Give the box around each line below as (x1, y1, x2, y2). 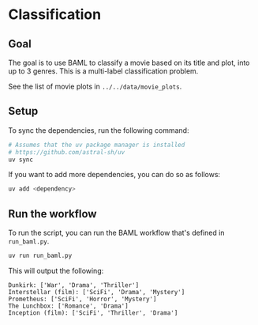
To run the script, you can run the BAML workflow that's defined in (8, 228, 225, 238)
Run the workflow (8, 207, 97, 221)
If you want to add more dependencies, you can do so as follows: (8, 170, 221, 180)
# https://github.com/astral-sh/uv (8, 148, 125, 156)
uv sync (8, 156, 34, 164)
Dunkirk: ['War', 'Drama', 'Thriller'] (8, 282, 140, 289)
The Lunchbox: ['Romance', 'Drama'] (8, 302, 129, 310)
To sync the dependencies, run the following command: (8, 125, 189, 135)
